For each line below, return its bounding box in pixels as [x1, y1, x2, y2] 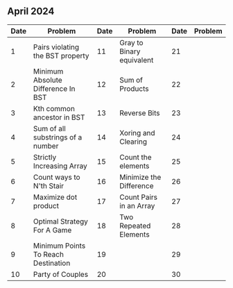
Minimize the [119, 172, 162, 182]
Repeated [119, 221, 151, 230]
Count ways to [33, 172, 81, 182]
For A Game [33, 225, 72, 235]
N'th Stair [33, 180, 64, 190]
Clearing [119, 137, 148, 146]
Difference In [33, 83, 76, 93]
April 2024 [7, 6, 55, 17]
